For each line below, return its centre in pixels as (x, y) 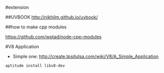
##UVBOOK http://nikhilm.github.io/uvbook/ (52, 17)
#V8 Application (22, 47)
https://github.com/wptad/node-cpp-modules (53, 37)
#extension (17, 7)
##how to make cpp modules (36, 27)
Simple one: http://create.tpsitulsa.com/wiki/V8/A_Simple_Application (86, 56)
